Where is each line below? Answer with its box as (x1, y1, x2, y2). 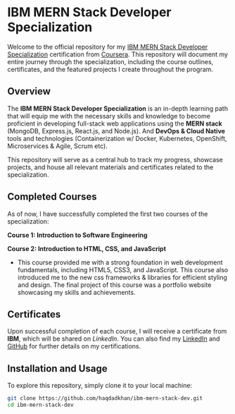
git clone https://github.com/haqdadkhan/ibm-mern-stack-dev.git (7, 395, 203, 402)
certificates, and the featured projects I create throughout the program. (7, 65, 213, 73)
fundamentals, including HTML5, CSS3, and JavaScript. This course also (17, 265, 229, 274)
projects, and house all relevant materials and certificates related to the (7, 163, 214, 171)
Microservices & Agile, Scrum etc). (7, 142, 108, 150)
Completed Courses (7, 191, 97, 203)
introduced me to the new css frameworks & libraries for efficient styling (17, 273, 227, 281)
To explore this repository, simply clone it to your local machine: (7, 382, 192, 390)
